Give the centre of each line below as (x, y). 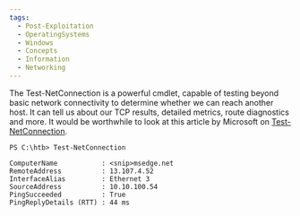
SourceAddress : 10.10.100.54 (84, 186)
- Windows (35, 43)
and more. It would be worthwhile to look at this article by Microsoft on (140, 121)
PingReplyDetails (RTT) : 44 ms (69, 203)
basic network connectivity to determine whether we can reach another (141, 102)
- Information (43, 59)
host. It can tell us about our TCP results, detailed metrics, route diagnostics (149, 112)
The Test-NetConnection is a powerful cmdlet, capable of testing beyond (144, 93)
